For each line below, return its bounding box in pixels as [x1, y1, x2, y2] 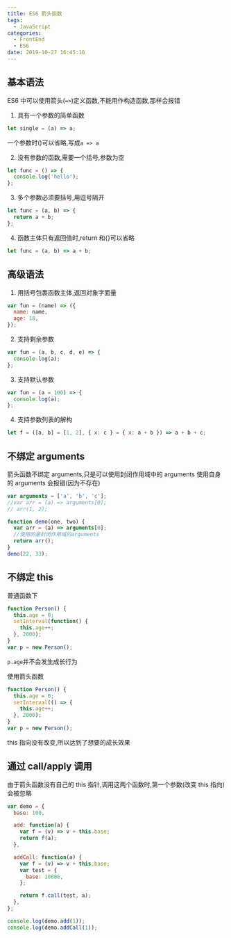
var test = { [19, 866, 58, 873]
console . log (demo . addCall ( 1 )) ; [7, 924, 98, 931]
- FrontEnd [13, 36, 45, 43]
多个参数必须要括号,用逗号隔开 [17, 193, 105, 202]
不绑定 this [7, 572, 54, 583]
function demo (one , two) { [7, 518, 85, 525]
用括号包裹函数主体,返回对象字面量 [17, 288, 117, 296]
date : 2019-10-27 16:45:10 [7, 49, 85, 56]
